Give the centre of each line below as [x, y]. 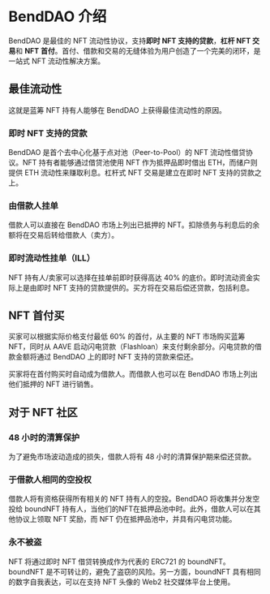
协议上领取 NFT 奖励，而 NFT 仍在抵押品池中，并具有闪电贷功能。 [126, 519]
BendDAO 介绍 [58, 17]
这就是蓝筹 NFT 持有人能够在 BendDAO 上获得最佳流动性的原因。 [118, 110]
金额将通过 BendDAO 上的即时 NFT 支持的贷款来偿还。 [107, 357]
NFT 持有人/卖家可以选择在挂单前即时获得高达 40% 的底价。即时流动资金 [131, 278]
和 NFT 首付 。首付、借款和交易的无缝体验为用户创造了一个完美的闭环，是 [138, 50]
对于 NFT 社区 [43, 412]
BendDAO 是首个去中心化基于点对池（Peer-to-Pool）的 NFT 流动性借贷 [127, 153]
